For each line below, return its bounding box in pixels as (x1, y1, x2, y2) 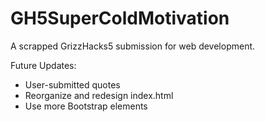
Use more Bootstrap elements (24, 100, 148, 112)
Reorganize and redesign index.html (24, 89, 174, 101)
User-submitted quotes (24, 78, 121, 91)
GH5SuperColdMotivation (10, 7, 230, 30)
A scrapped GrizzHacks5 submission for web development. (10, 40, 256, 52)
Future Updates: (10, 59, 77, 71)
